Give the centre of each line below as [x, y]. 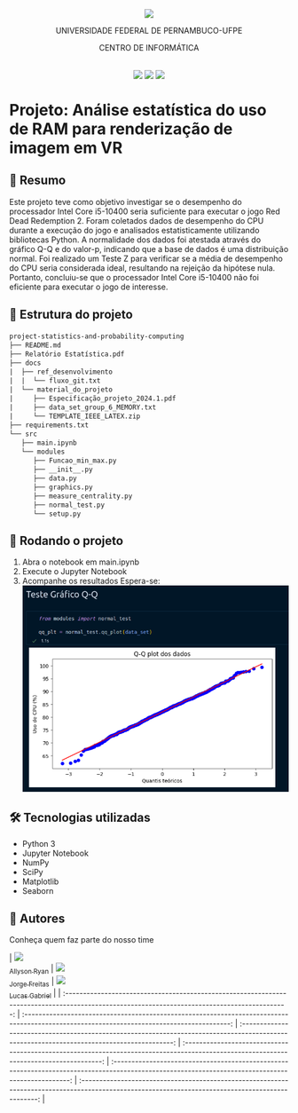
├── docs [25, 363]
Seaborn [38, 890]
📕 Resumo [38, 181]
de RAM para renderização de [121, 129]
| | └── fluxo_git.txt [55, 381]
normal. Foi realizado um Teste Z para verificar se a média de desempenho [146, 258]
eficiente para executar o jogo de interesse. [89, 287]
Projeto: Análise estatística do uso [138, 110]
